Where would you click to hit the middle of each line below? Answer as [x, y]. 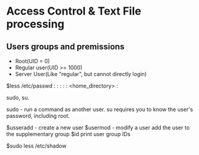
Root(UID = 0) [32, 61]
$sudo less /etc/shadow [36, 146]
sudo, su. [18, 98]
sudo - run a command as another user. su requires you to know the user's [99, 109]
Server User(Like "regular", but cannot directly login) [81, 74]
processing [35, 24]
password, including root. [38, 116]
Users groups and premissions [66, 46]
